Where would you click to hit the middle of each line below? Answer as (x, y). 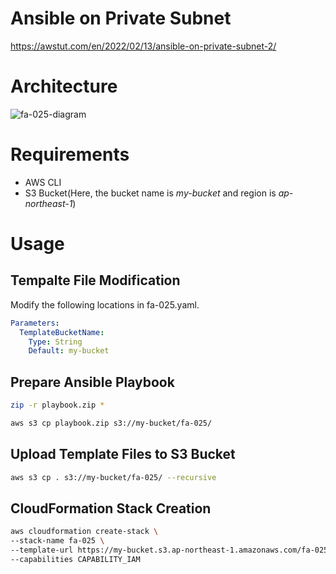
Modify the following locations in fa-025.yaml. (105, 304)
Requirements (70, 154)
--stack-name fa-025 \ (57, 541)
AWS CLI (43, 182)
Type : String (55, 342)
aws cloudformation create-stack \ (84, 532)
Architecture (64, 86)
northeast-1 (48, 203)
